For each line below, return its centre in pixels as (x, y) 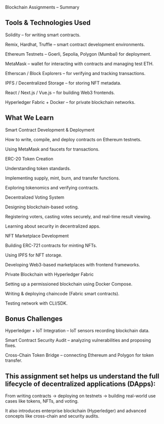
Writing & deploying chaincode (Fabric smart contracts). (62, 293)
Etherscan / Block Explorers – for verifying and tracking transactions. (75, 73)
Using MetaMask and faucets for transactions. (53, 149)
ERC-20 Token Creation (29, 159)
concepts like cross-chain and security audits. (52, 416)
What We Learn (29, 118)
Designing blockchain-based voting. (42, 207)
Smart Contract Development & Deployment (50, 130)
